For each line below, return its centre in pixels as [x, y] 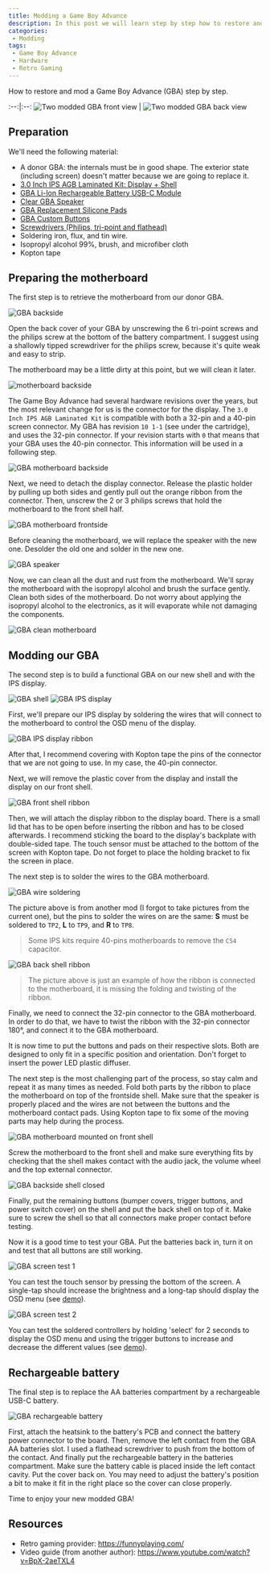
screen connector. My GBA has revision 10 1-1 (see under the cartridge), [129, 427]
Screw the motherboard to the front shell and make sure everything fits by [131, 1153]
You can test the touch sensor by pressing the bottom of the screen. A [125, 1282]
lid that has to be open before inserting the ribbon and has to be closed [126, 827]
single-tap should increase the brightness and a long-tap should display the [134, 1290]
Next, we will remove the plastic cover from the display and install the [123, 779]
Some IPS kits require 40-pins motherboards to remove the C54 [132, 941]
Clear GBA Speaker [52, 201]
